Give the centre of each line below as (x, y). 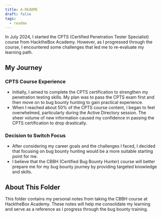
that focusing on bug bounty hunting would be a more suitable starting (82, 151)
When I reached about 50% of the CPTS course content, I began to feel (83, 107)
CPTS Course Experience (35, 82)
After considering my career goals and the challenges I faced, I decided (84, 146)
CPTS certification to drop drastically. (49, 123)
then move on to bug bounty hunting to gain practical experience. (78, 102)
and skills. (22, 172)
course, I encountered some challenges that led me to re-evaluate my (75, 47)
